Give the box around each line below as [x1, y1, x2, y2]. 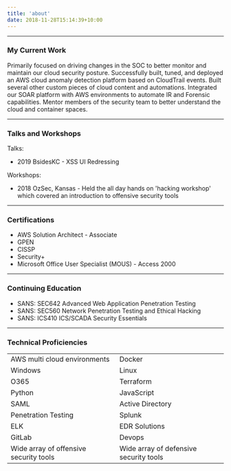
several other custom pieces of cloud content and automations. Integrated [7, 83, 217, 91]
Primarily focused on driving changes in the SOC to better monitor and [7, 61, 207, 69]
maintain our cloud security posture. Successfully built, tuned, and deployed [7, 68, 223, 76]
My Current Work [7, 45, 67, 55]
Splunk [119, 410, 142, 419]
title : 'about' [7, 10, 51, 17]
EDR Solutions [119, 421, 165, 430]
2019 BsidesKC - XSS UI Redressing [16, 157, 120, 166]
